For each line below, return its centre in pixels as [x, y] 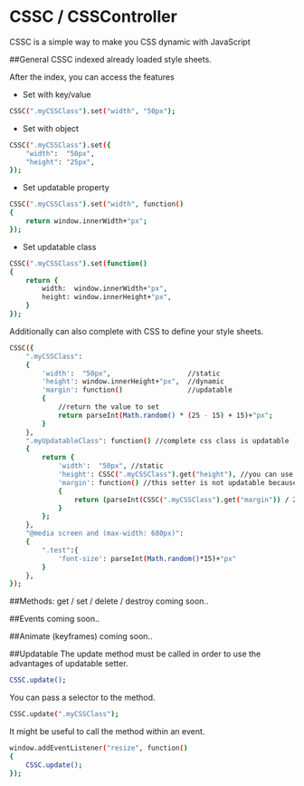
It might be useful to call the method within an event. [107, 732]
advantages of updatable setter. [69, 664]
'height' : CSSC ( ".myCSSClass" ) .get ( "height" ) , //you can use [176, 475]
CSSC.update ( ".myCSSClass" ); [64, 714]
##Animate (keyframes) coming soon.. [81, 636]
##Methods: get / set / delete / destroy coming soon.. [109, 601]
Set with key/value [57, 94]
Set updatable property [66, 188]
